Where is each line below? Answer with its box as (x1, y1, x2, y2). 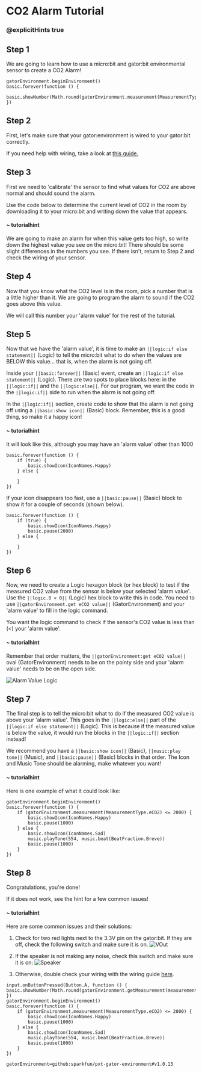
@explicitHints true (6, 26, 64, 34)
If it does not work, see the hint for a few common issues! (6, 895, 149, 903)
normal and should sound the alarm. (6, 190, 96, 197)
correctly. (6, 138, 30, 145)
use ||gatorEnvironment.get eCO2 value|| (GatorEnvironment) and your (6, 601, 185, 608)
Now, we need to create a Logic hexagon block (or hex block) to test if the (6, 581, 189, 589)
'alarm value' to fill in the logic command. (6, 607, 108, 614)
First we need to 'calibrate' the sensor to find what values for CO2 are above (6, 183, 195, 190)
